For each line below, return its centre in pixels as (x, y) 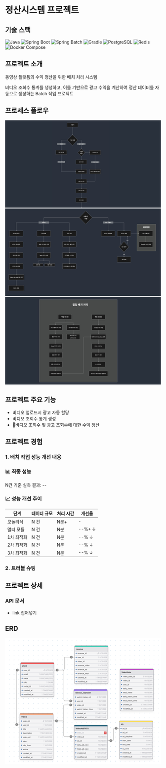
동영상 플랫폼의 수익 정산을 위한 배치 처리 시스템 (51, 77)
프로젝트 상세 (24, 586)
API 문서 (15, 601)
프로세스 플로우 (27, 111)
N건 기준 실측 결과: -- (26, 485)
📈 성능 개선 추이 (23, 499)
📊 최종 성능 (18, 472)
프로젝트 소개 (24, 64)
